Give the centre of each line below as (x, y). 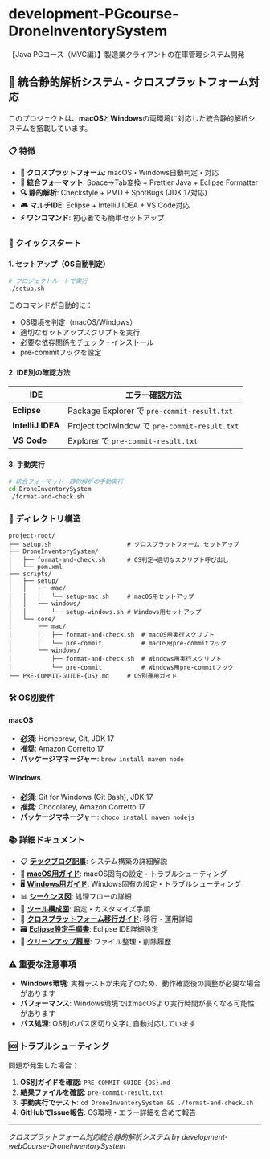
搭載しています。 (64, 128)
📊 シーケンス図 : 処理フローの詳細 (76, 896)
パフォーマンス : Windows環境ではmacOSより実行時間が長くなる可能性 (137, 1003)
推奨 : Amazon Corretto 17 (62, 749)
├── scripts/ (30, 574)
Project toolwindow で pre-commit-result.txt (153, 426)
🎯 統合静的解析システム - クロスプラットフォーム (129, 82)
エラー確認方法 (153, 395)
